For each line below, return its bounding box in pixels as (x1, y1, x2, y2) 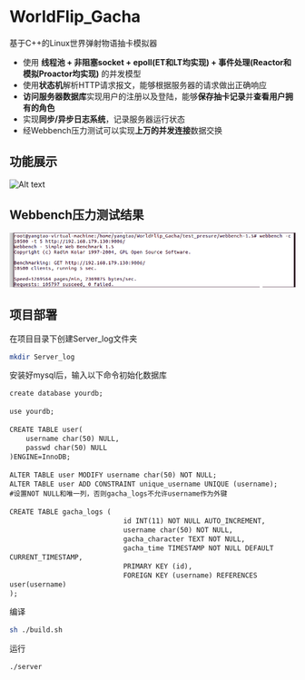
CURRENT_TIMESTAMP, (9, 553, 84, 562)
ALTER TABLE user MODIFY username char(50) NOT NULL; (9, 470, 218, 480)
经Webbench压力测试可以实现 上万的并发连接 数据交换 (22, 124, 222, 135)
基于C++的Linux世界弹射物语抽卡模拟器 (9, 37, 158, 48)
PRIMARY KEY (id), (123, 562, 193, 571)
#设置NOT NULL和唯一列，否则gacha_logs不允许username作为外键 (9, 489, 228, 498)
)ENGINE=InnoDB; (9, 452, 71, 462)
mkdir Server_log (9, 352, 75, 361)
